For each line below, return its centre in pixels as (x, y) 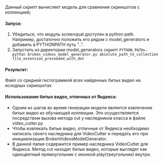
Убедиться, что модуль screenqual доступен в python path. (73, 34)
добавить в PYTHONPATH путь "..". (48, 45)
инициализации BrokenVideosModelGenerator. (59, 139)
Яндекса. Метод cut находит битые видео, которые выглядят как (80, 149)
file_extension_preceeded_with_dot (48, 59)
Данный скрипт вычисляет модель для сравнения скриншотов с (72, 7)
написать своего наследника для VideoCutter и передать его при (80, 133)
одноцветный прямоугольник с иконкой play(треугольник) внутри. (81, 154)
